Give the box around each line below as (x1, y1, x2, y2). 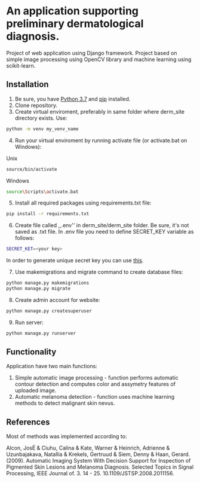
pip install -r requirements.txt (6, 211, 90, 217)
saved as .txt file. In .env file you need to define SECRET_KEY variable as (14, 228, 194, 236)
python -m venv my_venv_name (6, 126, 79, 132)
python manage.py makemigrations (6, 280, 90, 286)
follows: (14, 234, 35, 241)
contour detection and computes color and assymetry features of (14, 381, 176, 388)
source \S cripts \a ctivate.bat (6, 188, 79, 195)
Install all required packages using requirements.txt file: (14, 199, 152, 207)
